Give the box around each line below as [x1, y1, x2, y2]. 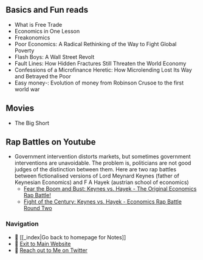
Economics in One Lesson [14, 27, 80, 35]
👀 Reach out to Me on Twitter [14, 246, 88, 254]
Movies [5, 103, 35, 114]
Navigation [5, 220, 39, 228]
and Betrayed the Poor [14, 72, 71, 80]
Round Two [23, 205, 52, 212]
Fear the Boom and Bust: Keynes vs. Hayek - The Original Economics [23, 185, 197, 193]
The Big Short [14, 119, 50, 126]
